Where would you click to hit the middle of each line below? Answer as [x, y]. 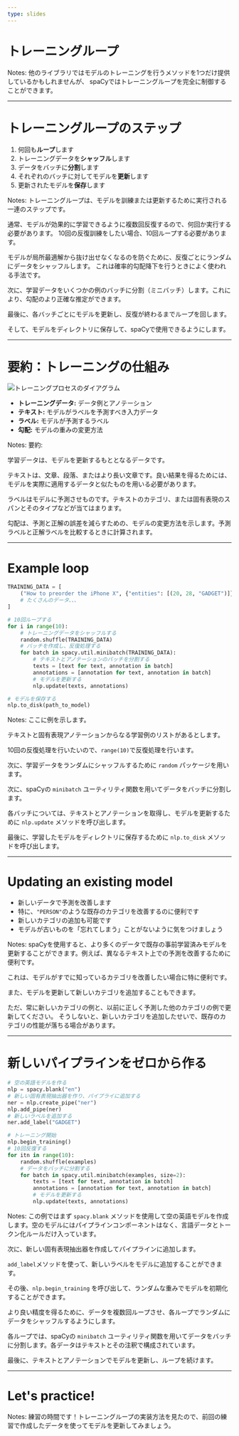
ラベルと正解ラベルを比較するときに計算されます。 [82, 532]
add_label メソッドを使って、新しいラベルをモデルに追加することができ [112, 1264]
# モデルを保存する [32, 699]
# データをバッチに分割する [55, 1168]
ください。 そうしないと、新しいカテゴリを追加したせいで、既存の [123, 1017]
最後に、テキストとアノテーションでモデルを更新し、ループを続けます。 [112, 1360]
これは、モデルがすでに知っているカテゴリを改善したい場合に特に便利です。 [119, 977]
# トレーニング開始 [32, 1136]
